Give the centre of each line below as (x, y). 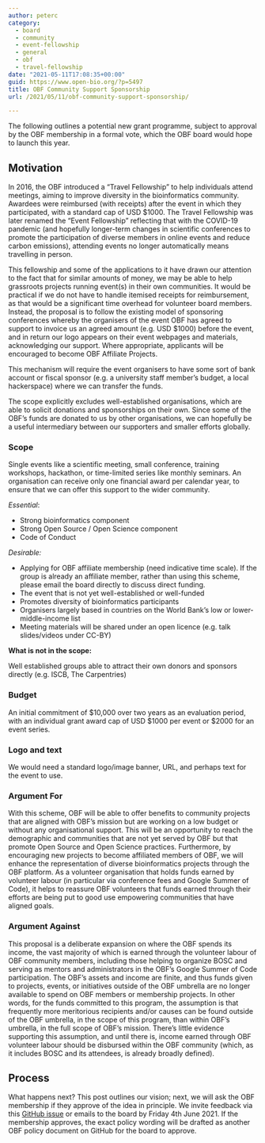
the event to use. (36, 775)
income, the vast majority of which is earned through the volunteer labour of (132, 952)
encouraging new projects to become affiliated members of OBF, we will (126, 855)
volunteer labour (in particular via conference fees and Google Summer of (129, 881)
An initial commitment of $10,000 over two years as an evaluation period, (127, 712)
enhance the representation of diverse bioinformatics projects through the (129, 864)
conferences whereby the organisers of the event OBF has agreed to (120, 320)
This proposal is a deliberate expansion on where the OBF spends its (120, 943)
